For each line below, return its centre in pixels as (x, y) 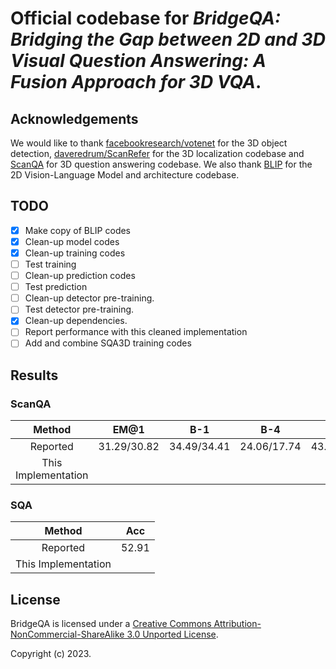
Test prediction (56, 287)
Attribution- (237, 624)
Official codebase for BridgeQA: (146, 18)
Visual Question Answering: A (138, 61)
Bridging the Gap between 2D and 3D (168, 39)
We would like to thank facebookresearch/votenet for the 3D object (149, 143)
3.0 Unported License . (172, 634)
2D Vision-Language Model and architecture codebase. (125, 175)
